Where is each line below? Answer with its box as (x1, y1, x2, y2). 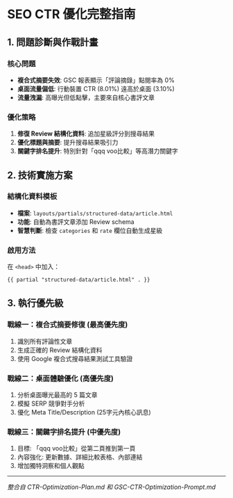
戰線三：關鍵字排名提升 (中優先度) (7, 427, 121, 437)
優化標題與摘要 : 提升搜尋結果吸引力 (17, 138, 119, 147)
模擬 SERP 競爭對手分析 (17, 399, 85, 408)
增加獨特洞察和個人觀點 (17, 462, 85, 470)
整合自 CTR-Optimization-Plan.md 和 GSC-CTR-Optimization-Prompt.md (7, 483, 216, 491)
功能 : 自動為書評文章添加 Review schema (17, 217, 135, 226)
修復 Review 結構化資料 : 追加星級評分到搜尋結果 (17, 129, 155, 138)
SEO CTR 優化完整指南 (7, 6, 136, 22)
